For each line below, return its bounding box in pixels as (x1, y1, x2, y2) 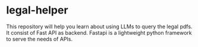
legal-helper (6, 4, 68, 17)
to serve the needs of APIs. (6, 35, 73, 42)
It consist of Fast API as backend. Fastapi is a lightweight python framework (6, 29, 192, 36)
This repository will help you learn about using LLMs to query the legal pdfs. (6, 23, 193, 30)
